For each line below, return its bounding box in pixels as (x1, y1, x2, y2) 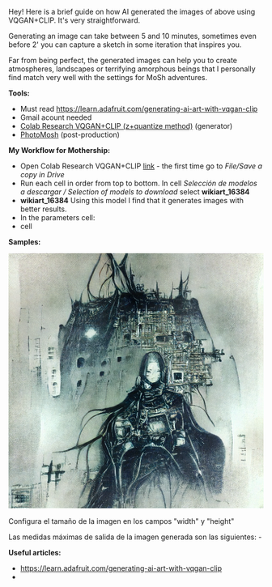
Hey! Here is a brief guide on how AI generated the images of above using (8, 7, 256, 16)
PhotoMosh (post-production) (19, 130, 120, 139)
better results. (19, 204, 67, 214)
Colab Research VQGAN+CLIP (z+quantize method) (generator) (19, 121, 233, 130)
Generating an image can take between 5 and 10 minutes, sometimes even (8, 32, 257, 40)
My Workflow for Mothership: (8, 146, 111, 155)
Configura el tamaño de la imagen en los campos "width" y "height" (8, 517, 235, 525)
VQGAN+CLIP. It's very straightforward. (8, 15, 141, 25)
